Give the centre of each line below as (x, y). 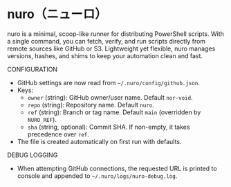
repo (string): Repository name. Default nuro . (91, 105)
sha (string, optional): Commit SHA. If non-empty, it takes (109, 127)
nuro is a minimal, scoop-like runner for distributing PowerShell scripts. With (116, 34)
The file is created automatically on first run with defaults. (99, 141)
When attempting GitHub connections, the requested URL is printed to (117, 168)
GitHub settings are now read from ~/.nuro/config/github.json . (109, 82)
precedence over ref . (58, 134)
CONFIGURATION (32, 69)
